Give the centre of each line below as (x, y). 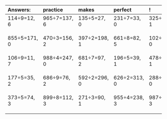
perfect (123, 10)
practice (53, 10)
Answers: (19, 10)
